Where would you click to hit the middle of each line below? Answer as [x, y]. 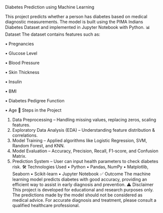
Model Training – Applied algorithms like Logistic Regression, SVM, [80, 141]
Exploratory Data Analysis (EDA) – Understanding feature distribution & [83, 130]
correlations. [25, 135]
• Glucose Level [21, 53]
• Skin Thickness [22, 72]
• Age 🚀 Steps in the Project [33, 110]
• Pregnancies [20, 44]
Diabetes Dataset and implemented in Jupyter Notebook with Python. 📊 [78, 27]
